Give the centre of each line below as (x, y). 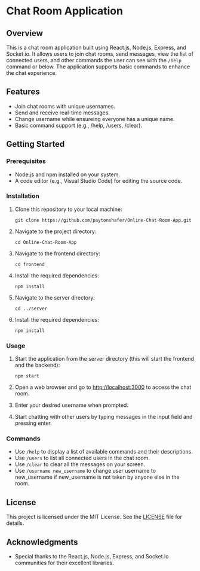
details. (15, 523)
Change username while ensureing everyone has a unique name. (95, 119)
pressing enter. (33, 423)
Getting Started (36, 144)
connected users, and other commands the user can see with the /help (94, 60)
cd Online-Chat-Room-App (46, 242)
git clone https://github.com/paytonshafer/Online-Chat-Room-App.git (103, 220)
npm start (27, 376)
